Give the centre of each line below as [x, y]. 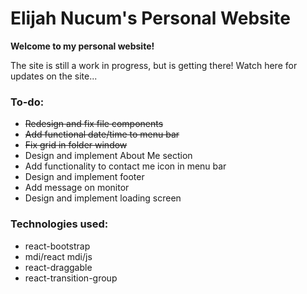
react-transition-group [71, 278]
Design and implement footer [84, 177]
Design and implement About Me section [108, 156]
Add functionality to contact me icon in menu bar [125, 166]
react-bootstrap [57, 246]
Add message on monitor [77, 188]
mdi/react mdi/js [58, 256]
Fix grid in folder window [76, 145]
